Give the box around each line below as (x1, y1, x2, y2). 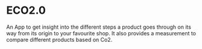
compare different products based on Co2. (6, 36, 113, 43)
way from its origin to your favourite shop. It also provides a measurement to (6, 29, 197, 36)
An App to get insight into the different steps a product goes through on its (6, 23, 192, 30)
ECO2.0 (6, 4, 46, 17)
